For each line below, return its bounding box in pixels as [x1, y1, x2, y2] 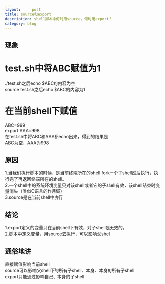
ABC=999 [5, 122, 26, 128]
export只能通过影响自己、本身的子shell [5, 273, 85, 279]
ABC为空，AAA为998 [5, 140, 49, 146]
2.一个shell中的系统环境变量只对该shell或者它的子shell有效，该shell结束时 [5, 182, 156, 188]
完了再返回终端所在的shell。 [9, 176, 67, 182]
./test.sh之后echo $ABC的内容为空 [5, 80, 76, 86]
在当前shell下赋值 [5, 105, 78, 117]
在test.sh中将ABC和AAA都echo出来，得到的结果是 [5, 133, 108, 139]
